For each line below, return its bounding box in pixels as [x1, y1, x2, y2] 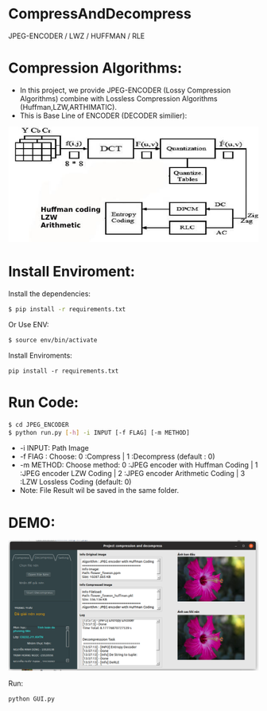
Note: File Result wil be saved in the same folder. [19, 486, 180, 495]
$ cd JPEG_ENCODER [8, 420, 69, 428]
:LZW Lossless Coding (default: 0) [19, 477, 132, 486]
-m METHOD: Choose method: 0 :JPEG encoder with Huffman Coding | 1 [19, 460, 258, 470]
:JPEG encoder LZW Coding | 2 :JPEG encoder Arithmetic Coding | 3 [19, 469, 246, 479]
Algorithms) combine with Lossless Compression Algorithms [19, 93, 218, 104]
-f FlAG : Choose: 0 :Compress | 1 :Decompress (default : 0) [19, 451, 216, 462]
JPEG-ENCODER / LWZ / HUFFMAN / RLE [8, 31, 145, 41]
